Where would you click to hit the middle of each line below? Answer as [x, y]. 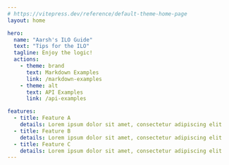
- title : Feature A [42, 118]
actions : [26, 60]
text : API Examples [54, 92]
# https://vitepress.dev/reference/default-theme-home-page [98, 14]
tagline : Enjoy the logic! [53, 53]
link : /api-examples [56, 99]
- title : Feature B [42, 131]
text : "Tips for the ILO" [52, 47]
